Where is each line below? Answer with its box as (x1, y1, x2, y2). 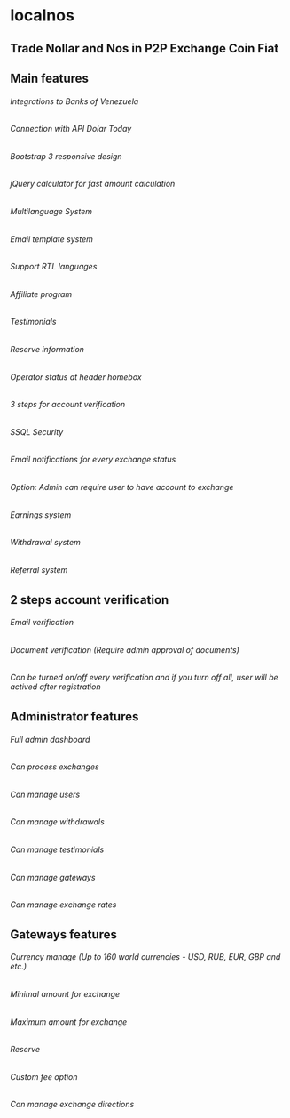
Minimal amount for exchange (10, 989, 121, 1000)
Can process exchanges (10, 761, 100, 772)
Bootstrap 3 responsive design (10, 150, 122, 161)
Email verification (10, 617, 74, 628)
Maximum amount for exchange (10, 1016, 128, 1027)
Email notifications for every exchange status (10, 454, 176, 465)
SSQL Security (10, 426, 64, 437)
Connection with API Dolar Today (10, 124, 132, 134)
